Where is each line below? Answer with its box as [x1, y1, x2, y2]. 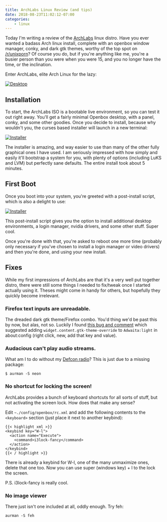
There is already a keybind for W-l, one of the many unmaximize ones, [5, 459, 150, 465]
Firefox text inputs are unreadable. [5, 305, 91, 312]
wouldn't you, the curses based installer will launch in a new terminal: [5, 125, 148, 131]
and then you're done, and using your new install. [5, 249, 107, 255]
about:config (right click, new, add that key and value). [5, 332, 117, 338]
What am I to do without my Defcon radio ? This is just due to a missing [5, 356, 150, 362]
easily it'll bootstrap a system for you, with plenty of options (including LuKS [5, 155, 162, 161]
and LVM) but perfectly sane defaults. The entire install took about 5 [5, 160, 146, 166]
